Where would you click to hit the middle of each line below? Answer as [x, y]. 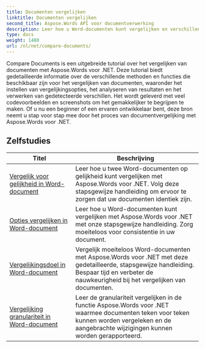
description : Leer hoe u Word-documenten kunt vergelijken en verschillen [103, 29]
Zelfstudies [28, 141]
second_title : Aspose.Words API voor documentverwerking [80, 23]
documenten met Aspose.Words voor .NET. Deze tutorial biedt [85, 70]
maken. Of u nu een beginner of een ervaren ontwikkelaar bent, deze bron [100, 109]
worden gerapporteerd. [109, 335]
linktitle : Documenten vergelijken [52, 18]
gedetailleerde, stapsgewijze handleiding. [135, 264]
